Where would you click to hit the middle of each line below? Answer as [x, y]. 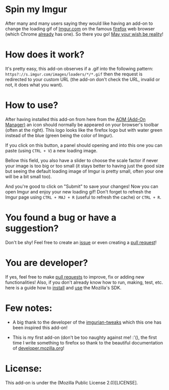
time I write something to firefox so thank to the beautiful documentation [88, 342]
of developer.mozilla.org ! [38, 348]
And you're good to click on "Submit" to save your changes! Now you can [82, 186]
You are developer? [47, 263]
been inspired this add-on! [40, 327]
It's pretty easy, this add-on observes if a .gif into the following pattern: [79, 68]
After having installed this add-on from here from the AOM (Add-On [75, 119]
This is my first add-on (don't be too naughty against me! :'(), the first [85, 337]
